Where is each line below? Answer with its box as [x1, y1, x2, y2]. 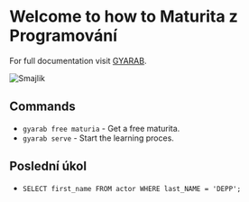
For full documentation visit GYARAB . [9, 55, 147, 66]
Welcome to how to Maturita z [9, 6, 239, 27]
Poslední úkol [9, 159, 88, 174]
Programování [9, 25, 118, 46]
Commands [9, 99, 77, 115]
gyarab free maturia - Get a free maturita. [22, 123, 180, 133]
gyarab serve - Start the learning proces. [22, 133, 174, 143]
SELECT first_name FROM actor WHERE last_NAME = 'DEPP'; [22, 184, 242, 193]
